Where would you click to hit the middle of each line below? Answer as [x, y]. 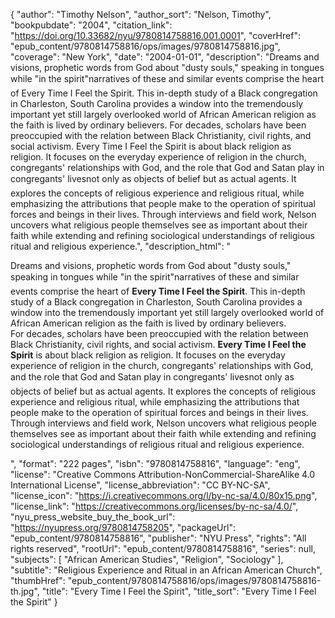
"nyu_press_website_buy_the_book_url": [93, 517]
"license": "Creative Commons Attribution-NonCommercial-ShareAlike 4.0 [163, 474]
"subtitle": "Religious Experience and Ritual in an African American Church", [166, 570]
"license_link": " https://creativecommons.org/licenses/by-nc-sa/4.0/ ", [154, 506]
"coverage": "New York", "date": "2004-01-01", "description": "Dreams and [165, 57]
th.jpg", [25, 591]
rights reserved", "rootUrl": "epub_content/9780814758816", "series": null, [163, 548]
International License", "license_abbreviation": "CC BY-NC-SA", [140, 485]
